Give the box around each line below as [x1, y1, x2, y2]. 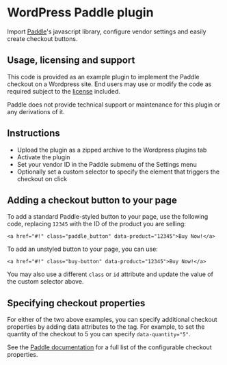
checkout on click [16, 174, 67, 182]
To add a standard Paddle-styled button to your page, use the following [7, 213, 209, 221]
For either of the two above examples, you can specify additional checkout [7, 316, 217, 324]
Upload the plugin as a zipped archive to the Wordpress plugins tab [16, 146, 207, 154]
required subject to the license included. [7, 87, 121, 95]
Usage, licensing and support [7, 55, 135, 66]
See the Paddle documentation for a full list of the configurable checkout [7, 343, 212, 351]
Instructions [7, 128, 60, 139]
